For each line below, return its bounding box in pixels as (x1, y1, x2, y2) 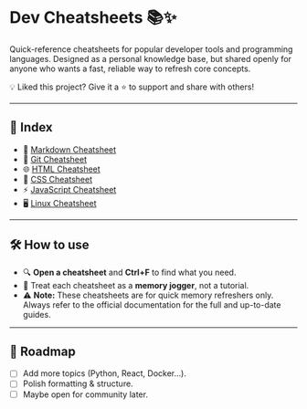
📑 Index (9, 120, 53, 135)
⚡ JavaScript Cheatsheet (22, 184, 117, 194)
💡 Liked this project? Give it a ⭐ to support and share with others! (9, 81, 254, 92)
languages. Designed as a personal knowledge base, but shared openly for (9, 53, 292, 64)
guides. (22, 309, 52, 320)
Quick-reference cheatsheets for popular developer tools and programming (9, 43, 293, 55)
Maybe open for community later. (22, 389, 149, 400)
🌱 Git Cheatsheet (22, 153, 87, 164)
